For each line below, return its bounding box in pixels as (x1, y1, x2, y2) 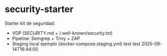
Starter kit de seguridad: (5, 20, 55, 26)
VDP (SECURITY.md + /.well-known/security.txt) (12, 30, 113, 36)
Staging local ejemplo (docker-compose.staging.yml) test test (12, 40, 141, 46)
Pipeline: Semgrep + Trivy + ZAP (12, 35, 80, 41)
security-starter (5, 4, 74, 15)
